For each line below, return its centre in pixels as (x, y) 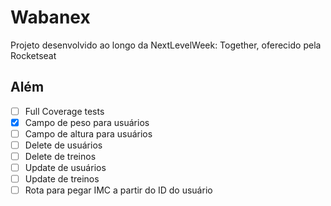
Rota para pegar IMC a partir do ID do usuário (118, 190)
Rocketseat (33, 55)
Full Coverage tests (64, 111)
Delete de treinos (60, 156)
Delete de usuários (63, 145)
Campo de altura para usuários (88, 133)
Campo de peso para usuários (87, 122)
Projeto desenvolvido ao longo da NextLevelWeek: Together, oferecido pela (166, 45)
